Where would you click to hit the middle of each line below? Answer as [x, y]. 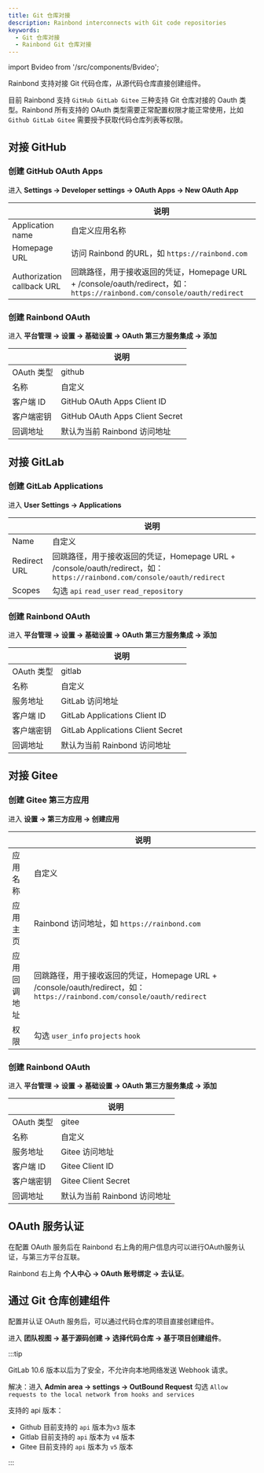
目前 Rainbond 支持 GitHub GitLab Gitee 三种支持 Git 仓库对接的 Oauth [123, 100]
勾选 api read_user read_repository [117, 590]
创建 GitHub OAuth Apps [56, 172]
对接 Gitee [33, 776]
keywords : [24, 30]
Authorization [37, 276]
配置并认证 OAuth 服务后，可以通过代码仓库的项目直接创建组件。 [113, 1321]
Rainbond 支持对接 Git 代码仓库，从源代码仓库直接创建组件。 [107, 83]
